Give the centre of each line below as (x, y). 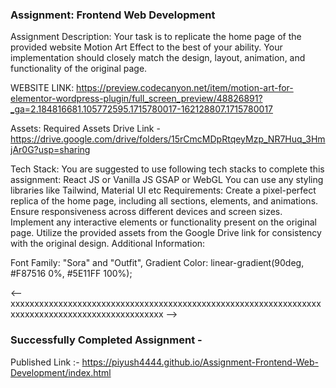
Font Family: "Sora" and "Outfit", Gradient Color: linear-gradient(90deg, (157, 263)
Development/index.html (61, 372)
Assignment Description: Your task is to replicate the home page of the (156, 37)
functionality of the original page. (79, 69)
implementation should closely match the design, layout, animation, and (158, 58)
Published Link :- (45, 362)
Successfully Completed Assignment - (106, 340)
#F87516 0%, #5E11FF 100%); (71, 274)
